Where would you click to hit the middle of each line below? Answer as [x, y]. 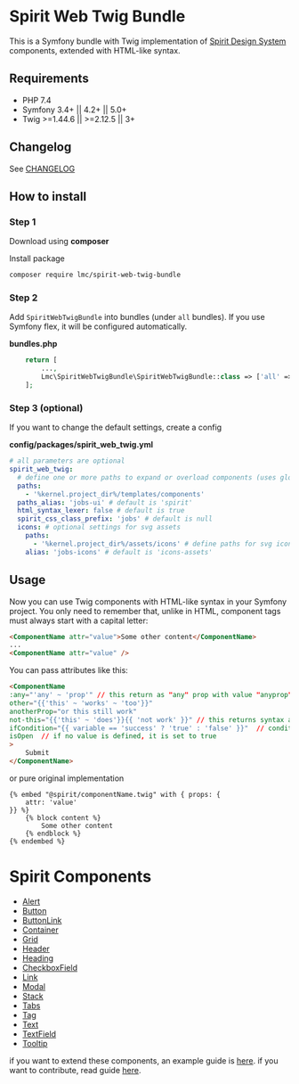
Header [36, 948]
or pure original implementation [67, 778]
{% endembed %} [37, 841]
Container [40, 930]
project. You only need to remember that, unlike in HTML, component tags [145, 611]
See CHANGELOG [42, 168]
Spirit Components [81, 877]
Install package [37, 259]
